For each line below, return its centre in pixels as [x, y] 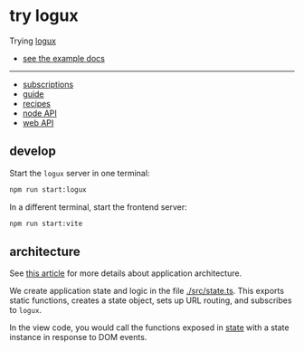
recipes [37, 103]
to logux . [26, 310]
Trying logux [33, 41]
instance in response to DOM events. [78, 337]
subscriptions [48, 84]
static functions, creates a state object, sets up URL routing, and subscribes [151, 300]
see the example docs [64, 58]
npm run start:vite [46, 223]
